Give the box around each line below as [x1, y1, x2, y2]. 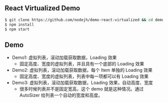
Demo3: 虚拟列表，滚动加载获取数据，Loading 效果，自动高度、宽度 [12, 80, 153, 86]
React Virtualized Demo [5, 4, 81, 13]
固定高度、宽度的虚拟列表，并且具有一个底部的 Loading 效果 [19, 61, 144, 67]
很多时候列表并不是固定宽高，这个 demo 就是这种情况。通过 [19, 86, 144, 92]
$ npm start [5, 27, 30, 32]
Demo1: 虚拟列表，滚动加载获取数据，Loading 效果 [12, 55, 117, 61]
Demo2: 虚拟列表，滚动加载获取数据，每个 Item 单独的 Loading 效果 [12, 67, 152, 73]
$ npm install [5, 22, 35, 27]
